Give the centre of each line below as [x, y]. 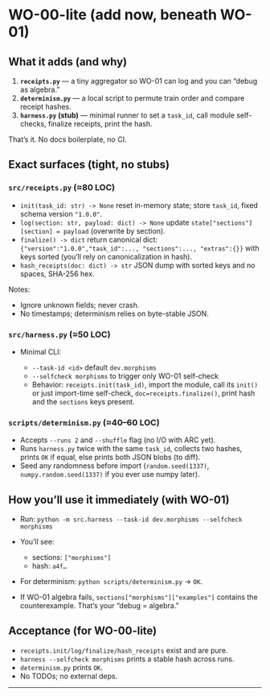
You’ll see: [37, 542]
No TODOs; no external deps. [69, 676]
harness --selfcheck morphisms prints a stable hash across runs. [127, 659]
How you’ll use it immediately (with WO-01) [119, 500]
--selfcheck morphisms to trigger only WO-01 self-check [125, 375]
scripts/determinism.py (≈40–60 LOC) [84, 422]
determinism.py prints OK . [61, 667]
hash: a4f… [49, 566]
